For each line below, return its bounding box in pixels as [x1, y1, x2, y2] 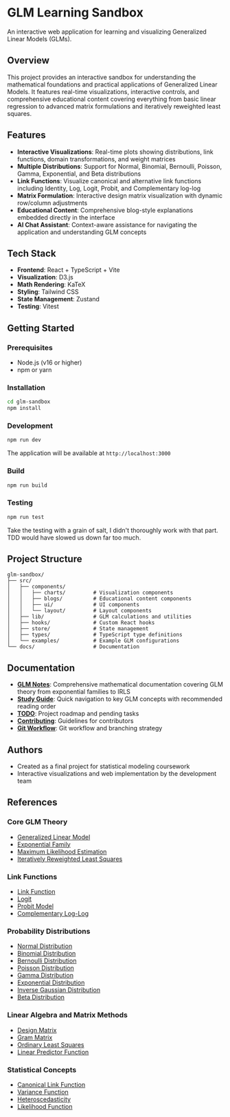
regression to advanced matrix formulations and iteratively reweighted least [7, 102, 221, 111]
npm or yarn [16, 366, 52, 374]
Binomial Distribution [16, 949, 76, 958]
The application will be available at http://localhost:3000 [7, 449, 171, 457]
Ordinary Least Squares [16, 1040, 84, 1048]
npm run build [7, 482, 48, 489]
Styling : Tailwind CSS [16, 288, 79, 296]
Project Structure [7, 553, 82, 565]
